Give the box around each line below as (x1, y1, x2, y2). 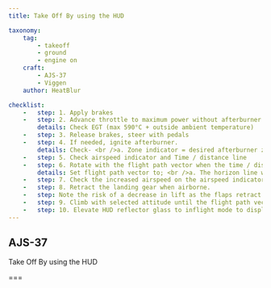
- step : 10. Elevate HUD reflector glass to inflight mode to (23, 206, 244, 214)
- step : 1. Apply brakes (23, 108, 114, 117)
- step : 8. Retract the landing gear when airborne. (23, 183, 211, 192)
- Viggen (37, 78, 67, 87)
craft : (23, 64, 45, 73)
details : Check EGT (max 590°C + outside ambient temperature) (37, 123, 254, 131)
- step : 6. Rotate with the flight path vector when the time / (23, 161, 251, 169)
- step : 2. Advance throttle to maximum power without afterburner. (23, 116, 265, 124)
